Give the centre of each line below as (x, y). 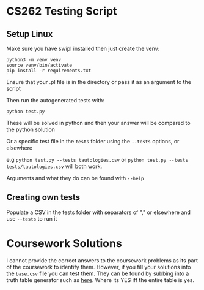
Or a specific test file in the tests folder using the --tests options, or (93, 141)
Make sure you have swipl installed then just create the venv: (83, 48)
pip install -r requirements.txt (49, 71)
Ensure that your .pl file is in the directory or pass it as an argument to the (99, 82)
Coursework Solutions (64, 243)
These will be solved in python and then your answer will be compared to (98, 123)
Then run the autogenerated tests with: (56, 100)
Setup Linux (30, 34)
